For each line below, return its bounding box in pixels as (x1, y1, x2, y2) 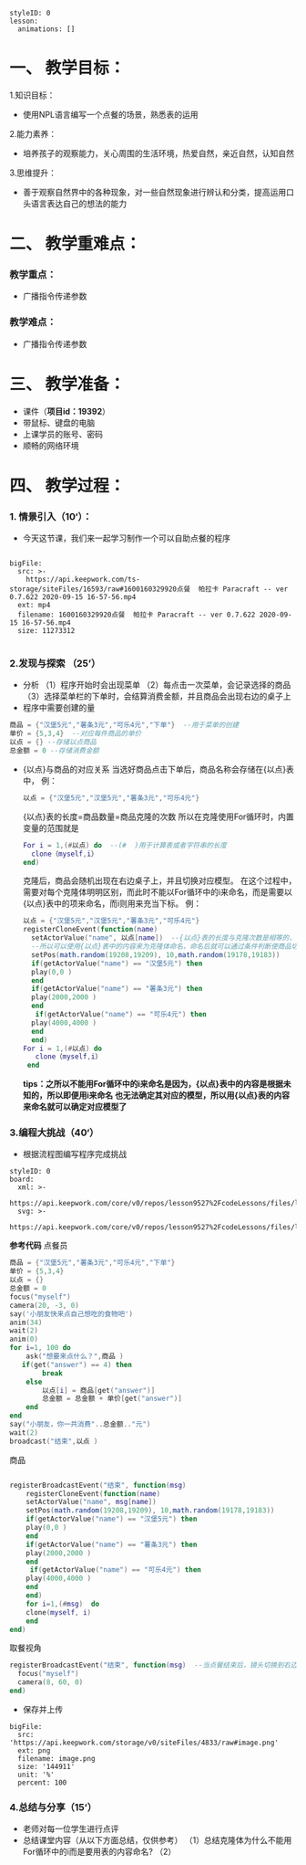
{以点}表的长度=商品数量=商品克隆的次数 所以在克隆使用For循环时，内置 (22, 811, 294, 822)
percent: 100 (17, 1777, 67, 1787)
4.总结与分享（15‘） (9, 1800, 97, 1813)
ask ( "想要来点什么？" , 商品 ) (25, 1352, 125, 1361)
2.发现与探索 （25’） (9, 658, 101, 670)
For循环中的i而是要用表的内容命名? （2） (22, 1846, 177, 1858)
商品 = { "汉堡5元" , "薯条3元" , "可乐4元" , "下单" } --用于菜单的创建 (9, 721, 240, 730)
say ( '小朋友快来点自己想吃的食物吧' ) (9, 1309, 134, 1319)
